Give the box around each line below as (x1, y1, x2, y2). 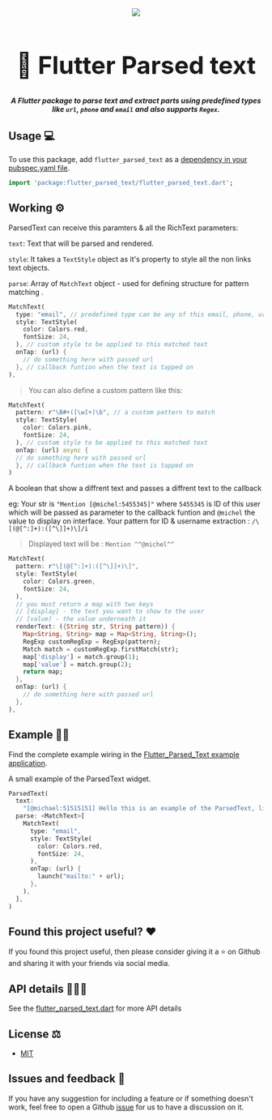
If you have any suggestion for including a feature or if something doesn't (8, 1093, 253, 1103)
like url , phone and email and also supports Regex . (52, 105, 220, 114)
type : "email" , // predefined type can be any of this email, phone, (15, 310, 255, 318)
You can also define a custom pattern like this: (28, 385, 183, 395)
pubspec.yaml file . (8, 163, 70, 173)
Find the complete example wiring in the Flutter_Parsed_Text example (8, 750, 240, 759)
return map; (23, 668, 63, 676)
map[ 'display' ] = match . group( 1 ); (23, 652, 139, 660)
